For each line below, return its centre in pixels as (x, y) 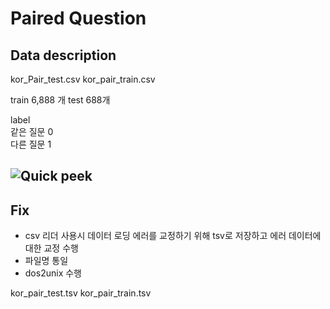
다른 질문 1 (31, 144)
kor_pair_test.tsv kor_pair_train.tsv (81, 293)
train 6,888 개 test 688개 (60, 100)
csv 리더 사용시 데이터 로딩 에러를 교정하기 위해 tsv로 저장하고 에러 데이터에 (173, 236)
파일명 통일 (46, 261)
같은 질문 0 (32, 131)
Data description (63, 55)
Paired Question (78, 18)
